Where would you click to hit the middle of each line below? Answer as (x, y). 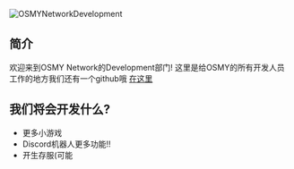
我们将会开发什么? (60, 110)
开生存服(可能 (48, 155)
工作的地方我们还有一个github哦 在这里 (81, 78)
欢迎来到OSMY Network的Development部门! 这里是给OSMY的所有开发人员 (147, 67)
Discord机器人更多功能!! (66, 144)
